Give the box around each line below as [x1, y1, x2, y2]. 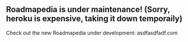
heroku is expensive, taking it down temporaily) [6, 14, 183, 24]
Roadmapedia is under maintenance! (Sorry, [6, 5, 170, 15]
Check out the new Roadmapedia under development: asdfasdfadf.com [6, 29, 178, 36]
